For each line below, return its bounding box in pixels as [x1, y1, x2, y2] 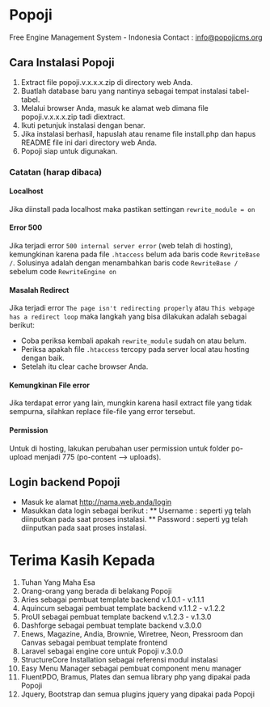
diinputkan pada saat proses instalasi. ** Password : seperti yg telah [20, 514, 249, 523]
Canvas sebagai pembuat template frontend [20, 637, 168, 648]
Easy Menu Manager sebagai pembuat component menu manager [20, 663, 242, 673]
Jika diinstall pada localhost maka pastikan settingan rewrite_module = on [9, 204, 255, 214]
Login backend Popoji [9, 476, 120, 489]
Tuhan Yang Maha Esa [20, 578, 95, 587]
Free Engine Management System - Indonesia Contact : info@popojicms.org [9, 32, 263, 42]
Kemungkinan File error [9, 380, 90, 390]
